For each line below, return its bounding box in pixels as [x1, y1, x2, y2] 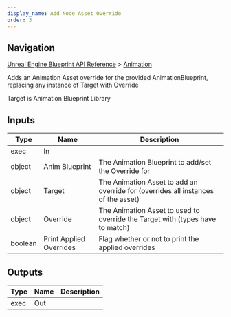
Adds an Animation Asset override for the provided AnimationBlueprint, [7, 74, 208, 82]
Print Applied [43, 234, 86, 244]
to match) [98, 223, 130, 233]
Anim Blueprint [43, 162, 91, 172]
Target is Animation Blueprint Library [7, 94, 111, 103]
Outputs [7, 266, 43, 278]
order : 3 [7, 17, 32, 23]
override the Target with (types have [98, 214, 217, 224]
